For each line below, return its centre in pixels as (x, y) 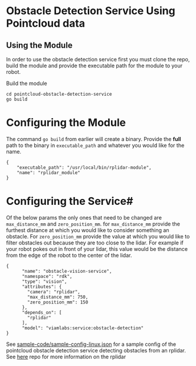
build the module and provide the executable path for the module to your (94, 66)
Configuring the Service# (70, 201)
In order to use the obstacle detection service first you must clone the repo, (98, 59)
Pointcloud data (46, 23)
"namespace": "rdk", (47, 276)
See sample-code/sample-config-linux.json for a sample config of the (91, 344)
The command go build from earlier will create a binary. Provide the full (94, 139)
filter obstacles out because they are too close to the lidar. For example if (95, 243)
